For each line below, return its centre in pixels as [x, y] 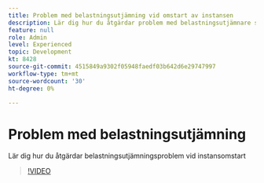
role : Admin [27, 37]
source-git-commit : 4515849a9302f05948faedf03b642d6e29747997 [112, 67]
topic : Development [40, 52]
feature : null [31, 30]
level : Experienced [40, 45]
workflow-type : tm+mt [44, 74]
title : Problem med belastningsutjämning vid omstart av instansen [121, 15]
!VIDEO [39, 171]
